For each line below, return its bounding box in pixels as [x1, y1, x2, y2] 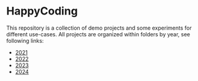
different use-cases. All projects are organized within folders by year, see [6, 30, 191, 37]
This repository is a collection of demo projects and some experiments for [6, 24, 192, 31]
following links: [6, 37, 44, 44]
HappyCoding [6, 4, 78, 18]
